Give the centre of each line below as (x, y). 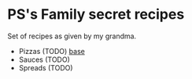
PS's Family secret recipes (96, 14)
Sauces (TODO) (44, 59)
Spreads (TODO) (46, 67)
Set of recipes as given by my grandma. (72, 36)
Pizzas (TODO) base (52, 51)
